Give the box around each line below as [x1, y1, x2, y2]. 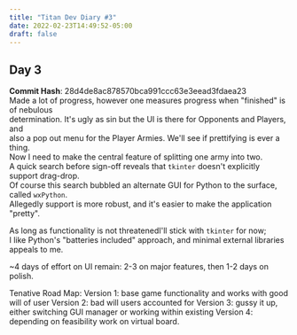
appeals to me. [9, 245, 64, 255]
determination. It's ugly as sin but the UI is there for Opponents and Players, [9, 114, 286, 125]
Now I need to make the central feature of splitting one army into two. [9, 152, 263, 162]
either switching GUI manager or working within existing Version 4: [9, 307, 254, 317]
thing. [9, 143, 31, 153]
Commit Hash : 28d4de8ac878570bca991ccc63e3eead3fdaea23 [9, 86, 246, 97]
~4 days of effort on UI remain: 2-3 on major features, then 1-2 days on [9, 261, 269, 272]
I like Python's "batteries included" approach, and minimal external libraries [9, 235, 285, 245]
